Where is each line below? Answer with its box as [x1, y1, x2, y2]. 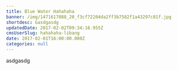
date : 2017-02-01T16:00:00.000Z [6, 36, 85, 41]
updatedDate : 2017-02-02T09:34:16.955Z [6, 24, 104, 31]
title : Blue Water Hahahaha [6, 8, 75, 15]
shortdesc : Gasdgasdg [6, 19, 59, 25]
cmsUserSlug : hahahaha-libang [6, 30, 80, 36]
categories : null [6, 41, 49, 47]
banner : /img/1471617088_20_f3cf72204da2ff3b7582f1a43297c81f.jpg [6, 14, 172, 20]
